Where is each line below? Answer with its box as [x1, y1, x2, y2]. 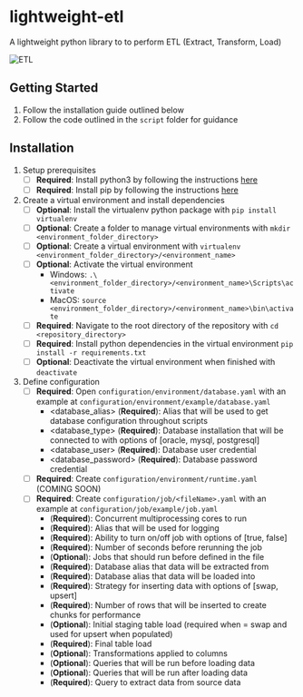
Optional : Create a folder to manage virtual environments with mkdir [35, 222, 291, 233]
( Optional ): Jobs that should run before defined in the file [49, 552, 265, 563]
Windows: [49, 269, 88, 280]
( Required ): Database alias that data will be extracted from [49, 561, 269, 573]
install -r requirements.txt [35, 348, 147, 358]
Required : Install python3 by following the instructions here [35, 174, 259, 185]
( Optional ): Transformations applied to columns [49, 648, 229, 659]
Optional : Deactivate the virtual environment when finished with [35, 357, 276, 368]
